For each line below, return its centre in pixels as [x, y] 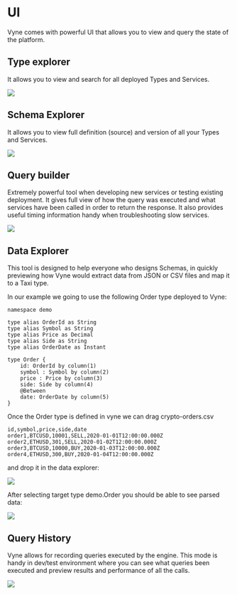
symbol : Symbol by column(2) [65, 372]
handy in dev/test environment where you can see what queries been [109, 563]
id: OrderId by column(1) [59, 366]
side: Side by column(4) [57, 385]
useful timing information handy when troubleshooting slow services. [108, 215]
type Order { [27, 360]
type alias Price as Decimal [50, 335]
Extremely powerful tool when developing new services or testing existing [115, 192]
